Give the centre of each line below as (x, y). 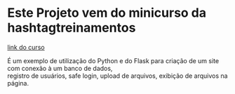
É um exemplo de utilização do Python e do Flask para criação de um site (113, 60)
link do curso (26, 47)
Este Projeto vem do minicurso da (107, 13)
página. (18, 83)
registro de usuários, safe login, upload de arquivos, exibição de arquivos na (117, 76)
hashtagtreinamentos (72, 28)
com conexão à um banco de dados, (60, 68)
